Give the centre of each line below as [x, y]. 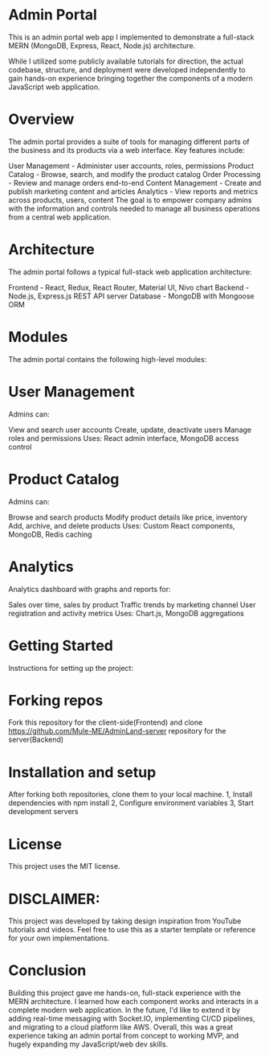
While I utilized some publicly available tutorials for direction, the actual [126, 61]
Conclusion [47, 971]
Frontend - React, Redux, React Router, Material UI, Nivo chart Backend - [129, 287]
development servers [43, 812]
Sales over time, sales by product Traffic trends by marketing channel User [132, 604]
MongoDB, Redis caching [50, 534]
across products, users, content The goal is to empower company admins [130, 199]
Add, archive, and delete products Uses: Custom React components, [122, 525]
